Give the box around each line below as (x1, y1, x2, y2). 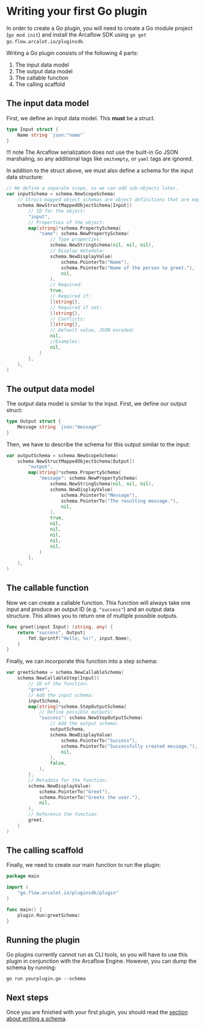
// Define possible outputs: (38, 709, 113, 715)
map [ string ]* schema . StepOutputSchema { (28, 703, 127, 709)
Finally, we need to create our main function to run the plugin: (6, 861, 161, 869)
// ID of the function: (28, 681, 88, 687)
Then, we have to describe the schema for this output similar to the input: (6, 441, 191, 448)
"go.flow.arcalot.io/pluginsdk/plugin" (17, 890, 119, 896)
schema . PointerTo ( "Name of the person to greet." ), (60, 264, 195, 271)
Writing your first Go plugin (6, 4, 148, 18)
